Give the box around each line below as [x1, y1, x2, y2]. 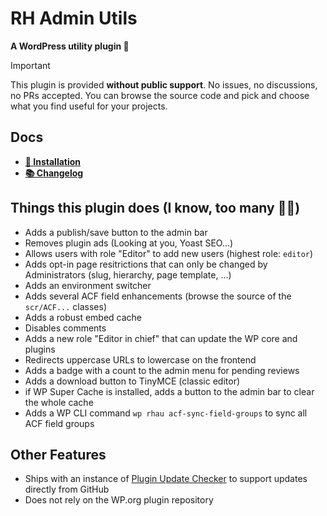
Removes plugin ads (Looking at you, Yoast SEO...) [24, 237, 234, 249]
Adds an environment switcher [24, 279, 152, 291]
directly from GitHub [24, 483, 110, 496]
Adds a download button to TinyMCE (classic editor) [24, 375, 241, 387]
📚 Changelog [24, 167, 84, 179]
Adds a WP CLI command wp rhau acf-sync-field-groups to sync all [24, 407, 308, 419]
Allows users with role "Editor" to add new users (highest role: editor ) [24, 247, 314, 259]
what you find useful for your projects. [10, 100, 168, 112]
